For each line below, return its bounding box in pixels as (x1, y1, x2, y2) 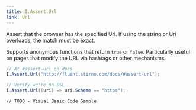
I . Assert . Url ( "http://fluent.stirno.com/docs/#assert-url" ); (6, 72, 160, 77)
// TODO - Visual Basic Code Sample (6, 98, 97, 104)
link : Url (6, 14, 31, 20)
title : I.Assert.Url (6, 8, 57, 15)
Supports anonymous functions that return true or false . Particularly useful (6, 48, 191, 55)
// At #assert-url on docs (6, 66, 73, 72)
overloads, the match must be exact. (6, 37, 95, 44)
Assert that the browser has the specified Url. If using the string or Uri (6, 30, 176, 37)
